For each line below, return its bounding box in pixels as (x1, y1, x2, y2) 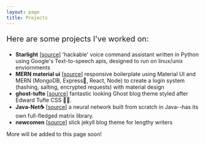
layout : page (6, 9, 40, 15)
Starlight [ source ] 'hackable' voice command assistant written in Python (15, 50, 199, 58)
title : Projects (6, 15, 48, 21)
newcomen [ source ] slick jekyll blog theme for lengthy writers (15, 118, 173, 126)
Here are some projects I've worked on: (6, 34, 149, 44)
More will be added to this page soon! (6, 130, 102, 138)
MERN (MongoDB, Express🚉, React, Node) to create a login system (15, 77, 185, 84)
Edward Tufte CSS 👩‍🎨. (15, 96, 72, 104)
